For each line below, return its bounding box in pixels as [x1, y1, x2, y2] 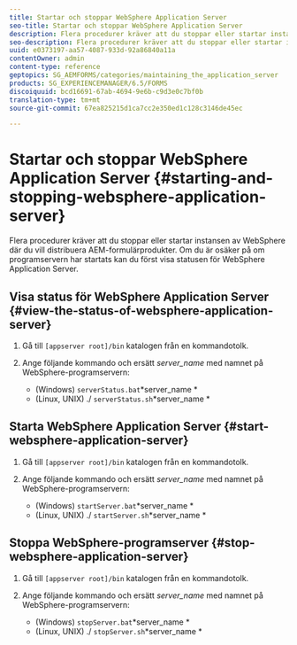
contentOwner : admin [9, 54, 86, 63]
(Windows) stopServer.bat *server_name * [34, 617, 190, 627]
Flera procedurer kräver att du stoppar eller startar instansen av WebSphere [9, 236, 286, 246]
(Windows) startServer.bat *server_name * [34, 500, 194, 510]
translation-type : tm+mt [9, 95, 101, 105]
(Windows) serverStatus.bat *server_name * [34, 385, 198, 394]
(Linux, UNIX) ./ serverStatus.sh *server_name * [34, 393, 210, 404]
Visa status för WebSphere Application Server [9, 289, 270, 304]
